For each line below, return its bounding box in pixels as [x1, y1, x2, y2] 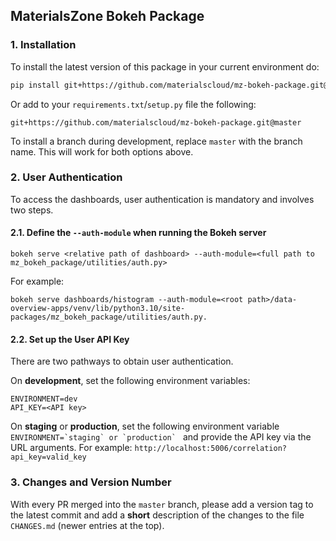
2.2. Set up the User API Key [10, 333, 130, 345]
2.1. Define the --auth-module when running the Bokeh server [10, 227, 267, 239]
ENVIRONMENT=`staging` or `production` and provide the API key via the [10, 431, 312, 443]
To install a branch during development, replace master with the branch [10, 135, 303, 147]
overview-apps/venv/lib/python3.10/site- [10, 304, 186, 314]
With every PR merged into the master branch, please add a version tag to [10, 498, 314, 510]
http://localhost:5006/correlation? [134, 444, 287, 454]
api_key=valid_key [10, 452, 87, 463]
